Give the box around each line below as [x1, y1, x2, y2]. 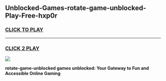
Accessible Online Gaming [5, 70, 61, 76]
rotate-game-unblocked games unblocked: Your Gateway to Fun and [5, 65, 149, 71]
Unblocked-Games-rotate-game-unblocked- [5, 4, 147, 12]
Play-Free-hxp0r [5, 12, 58, 20]
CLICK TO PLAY [5, 27, 43, 33]
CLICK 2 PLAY [5, 45, 40, 52]
